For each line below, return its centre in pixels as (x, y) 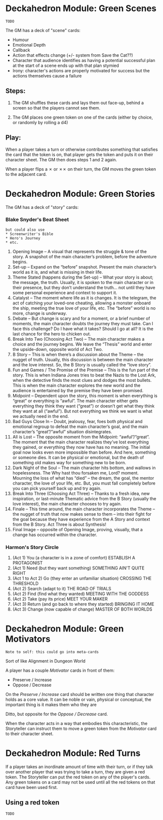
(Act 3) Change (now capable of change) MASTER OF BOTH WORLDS (82, 609)
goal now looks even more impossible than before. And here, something (84, 452)
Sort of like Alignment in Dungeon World (46, 661)
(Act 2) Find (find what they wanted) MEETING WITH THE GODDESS (81, 594)
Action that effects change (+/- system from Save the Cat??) (73, 55)
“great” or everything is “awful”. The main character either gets (75, 401)
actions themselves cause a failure (47, 76)
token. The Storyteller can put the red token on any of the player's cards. (78, 777)
